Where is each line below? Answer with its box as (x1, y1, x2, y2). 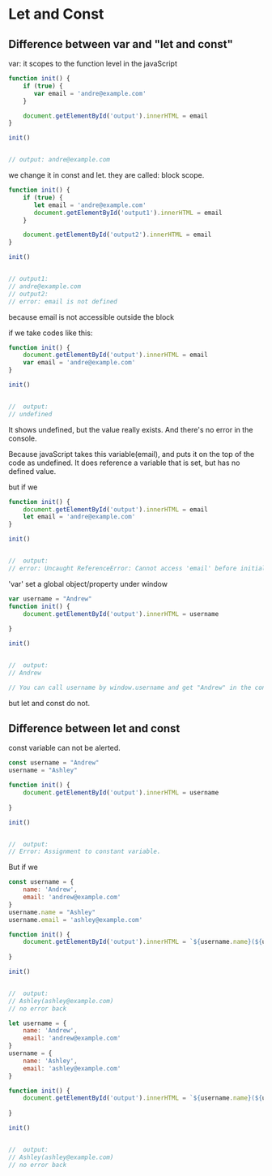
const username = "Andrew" (8, 759, 100, 767)
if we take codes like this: (8, 328, 93, 338)
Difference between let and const (8, 722, 181, 735)
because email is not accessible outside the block (8, 312, 175, 321)
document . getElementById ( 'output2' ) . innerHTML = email (23, 230, 212, 239)
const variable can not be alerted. (8, 743, 121, 753)
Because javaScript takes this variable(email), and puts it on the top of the (8, 449, 255, 459)
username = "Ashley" (8, 766, 79, 775)
